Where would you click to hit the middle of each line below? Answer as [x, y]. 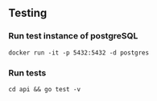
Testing [28, 13]
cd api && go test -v [45, 89]
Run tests [27, 73]
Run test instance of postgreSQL [73, 36]
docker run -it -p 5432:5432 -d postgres [79, 53]
